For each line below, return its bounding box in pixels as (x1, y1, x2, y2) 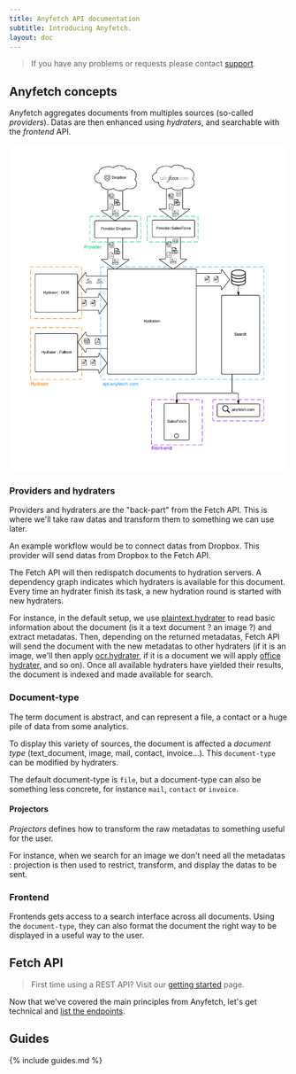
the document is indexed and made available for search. (9, 669, 214, 680)
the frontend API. (9, 127, 72, 137)
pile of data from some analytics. (9, 720, 129, 731)
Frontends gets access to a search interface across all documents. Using (9, 911, 276, 922)
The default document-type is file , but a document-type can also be (9, 774, 262, 784)
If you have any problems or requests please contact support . (30, 58, 256, 69)
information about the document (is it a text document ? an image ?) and (9, 622, 272, 633)
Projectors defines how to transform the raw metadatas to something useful (9, 823, 285, 834)
